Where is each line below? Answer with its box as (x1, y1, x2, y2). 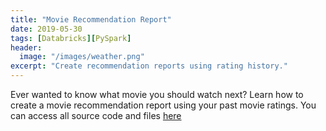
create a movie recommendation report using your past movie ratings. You (10, 99, 317, 111)
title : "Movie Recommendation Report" (10, 14, 172, 25)
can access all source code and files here (10, 110, 182, 121)
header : (10, 42, 43, 53)
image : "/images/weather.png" (19, 52, 145, 62)
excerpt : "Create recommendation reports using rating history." (10, 61, 288, 71)
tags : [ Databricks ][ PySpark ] (10, 33, 132, 43)
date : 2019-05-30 (10, 24, 83, 34)
